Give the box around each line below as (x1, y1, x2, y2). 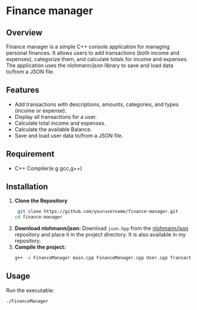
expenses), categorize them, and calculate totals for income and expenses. (6, 56, 188, 62)
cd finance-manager (14, 214, 63, 220)
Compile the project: (14, 244, 66, 251)
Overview (6, 28, 43, 38)
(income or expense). (14, 107, 66, 114)
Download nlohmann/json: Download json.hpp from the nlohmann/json (14, 225, 189, 232)
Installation (6, 182, 48, 192)
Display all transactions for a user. (14, 113, 97, 120)
